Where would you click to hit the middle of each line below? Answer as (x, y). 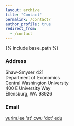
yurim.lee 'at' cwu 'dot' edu (34, 118)
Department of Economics (33, 78)
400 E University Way (28, 88)
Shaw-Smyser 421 (24, 72)
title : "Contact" (24, 15)
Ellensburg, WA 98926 (29, 94)
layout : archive (22, 10)
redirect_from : (21, 29)
